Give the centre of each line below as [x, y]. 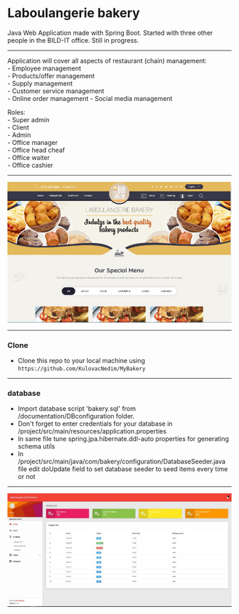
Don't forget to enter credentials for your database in [95, 424]
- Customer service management [56, 91]
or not [26, 477]
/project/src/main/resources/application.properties [92, 431]
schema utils [36, 446]
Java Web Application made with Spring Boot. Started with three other [110, 33]
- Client [18, 127]
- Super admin [28, 119]
